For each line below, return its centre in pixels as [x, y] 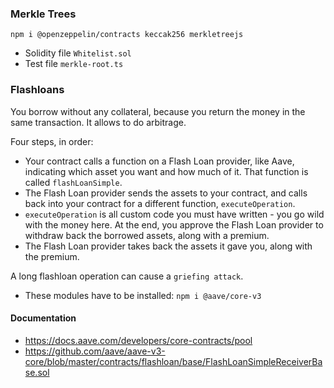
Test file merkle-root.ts [74, 64]
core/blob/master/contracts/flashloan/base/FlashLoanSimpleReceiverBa [173, 361]
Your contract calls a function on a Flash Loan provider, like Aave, [159, 161]
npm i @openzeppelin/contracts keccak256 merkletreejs [127, 35]
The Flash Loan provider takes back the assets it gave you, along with [168, 246]
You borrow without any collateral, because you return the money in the [158, 111]
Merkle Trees [43, 14]
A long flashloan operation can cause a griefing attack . [127, 276]
